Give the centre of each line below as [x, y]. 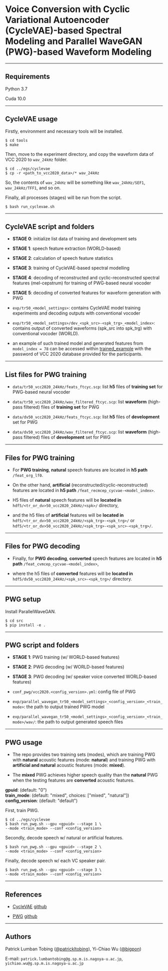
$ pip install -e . [25, 625]
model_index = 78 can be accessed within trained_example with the [82, 349]
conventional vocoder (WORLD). [46, 334]
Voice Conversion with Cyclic [67, 9]
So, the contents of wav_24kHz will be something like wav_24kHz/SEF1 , [75, 182]
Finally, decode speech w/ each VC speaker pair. [55, 861]
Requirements [27, 77]
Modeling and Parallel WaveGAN [74, 41]
